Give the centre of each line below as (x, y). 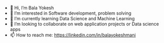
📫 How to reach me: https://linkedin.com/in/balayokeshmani (73, 35)
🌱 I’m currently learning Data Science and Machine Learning (72, 18)
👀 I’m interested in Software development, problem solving (71, 13)
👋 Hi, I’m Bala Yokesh (32, 8)
